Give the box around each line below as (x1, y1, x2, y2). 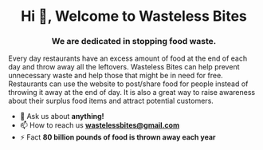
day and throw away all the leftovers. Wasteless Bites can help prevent (8, 62, 240, 72)
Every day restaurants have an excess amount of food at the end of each (8, 53, 248, 63)
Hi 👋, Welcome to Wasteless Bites (21, 7, 247, 26)
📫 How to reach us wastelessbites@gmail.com (19, 120, 180, 130)
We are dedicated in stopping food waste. (51, 36, 217, 47)
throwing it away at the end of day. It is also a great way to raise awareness (8, 88, 256, 97)
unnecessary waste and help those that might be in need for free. (8, 71, 223, 81)
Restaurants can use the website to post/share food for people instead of (8, 79, 249, 89)
